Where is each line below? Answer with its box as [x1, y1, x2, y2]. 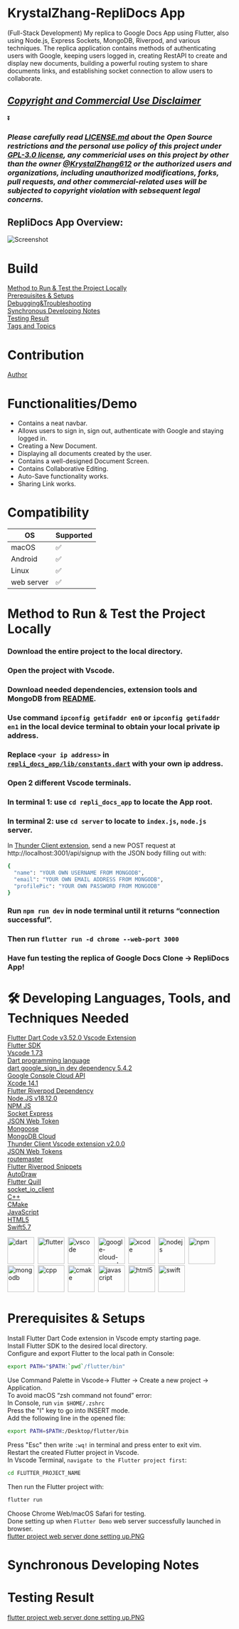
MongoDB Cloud [7, 1132, 56, 1141]
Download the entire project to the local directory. [7, 646, 183, 656]
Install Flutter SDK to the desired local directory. [7, 1341, 148, 1350]
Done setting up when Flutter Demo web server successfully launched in [7, 1516, 221, 1525]
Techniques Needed [7, 1010, 129, 1026]
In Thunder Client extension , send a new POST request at [7, 841, 176, 850]
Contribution [7, 347, 85, 363]
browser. [7, 1524, 33, 1533]
